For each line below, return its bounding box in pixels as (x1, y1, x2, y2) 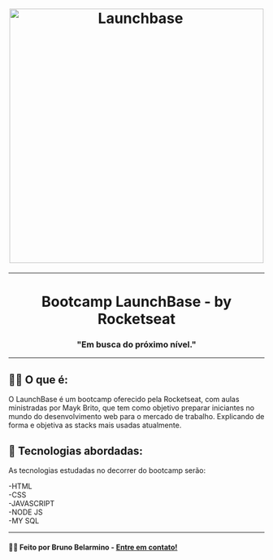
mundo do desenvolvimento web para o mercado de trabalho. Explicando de (8, 412, 265, 422)
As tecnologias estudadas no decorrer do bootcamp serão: (8, 466, 206, 475)
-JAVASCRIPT (8, 499, 55, 509)
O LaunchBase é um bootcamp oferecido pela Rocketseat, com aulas (8, 395, 240, 405)
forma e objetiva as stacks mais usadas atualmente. (8, 420, 182, 431)
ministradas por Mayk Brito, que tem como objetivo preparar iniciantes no (8, 403, 254, 413)
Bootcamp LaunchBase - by (41, 293, 232, 311)
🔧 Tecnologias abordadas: (8, 444, 144, 457)
